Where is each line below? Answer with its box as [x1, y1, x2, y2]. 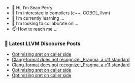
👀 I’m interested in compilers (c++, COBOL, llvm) [11, 10, 110, 16]
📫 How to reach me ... [11, 26, 58, 32]
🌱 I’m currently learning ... [11, 15, 65, 21]
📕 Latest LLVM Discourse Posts [4, 40, 81, 47]
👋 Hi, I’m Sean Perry [11, 5, 53, 10]
